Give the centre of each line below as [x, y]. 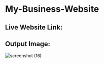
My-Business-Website [52, 9]
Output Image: [28, 44]
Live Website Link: [34, 27]
